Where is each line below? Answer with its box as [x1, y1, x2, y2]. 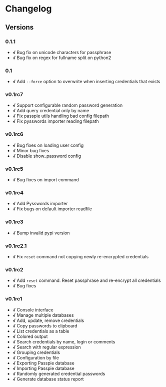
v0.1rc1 [5, 295, 22, 302]
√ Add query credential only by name [12, 108, 89, 114]
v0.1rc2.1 [5, 242, 27, 249]
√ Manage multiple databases [12, 312, 74, 318]
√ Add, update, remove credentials [12, 317, 84, 323]
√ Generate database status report [12, 376, 84, 382]
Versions [5, 23, 34, 32]
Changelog [5, 3, 52, 15]
